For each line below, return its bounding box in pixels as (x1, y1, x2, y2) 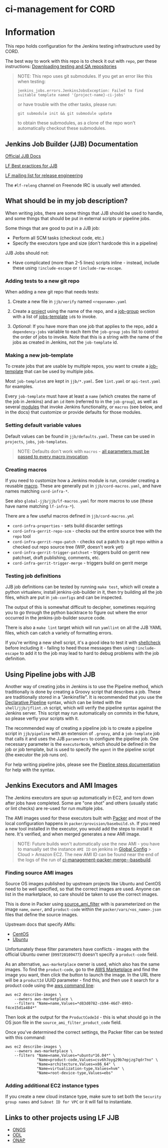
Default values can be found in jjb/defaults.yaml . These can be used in (5, 433, 155, 439)
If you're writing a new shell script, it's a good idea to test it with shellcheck (5, 639, 161, 645)
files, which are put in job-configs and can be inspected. (5, 594, 123, 600)
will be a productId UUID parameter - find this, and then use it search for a (5, 977, 159, 983)
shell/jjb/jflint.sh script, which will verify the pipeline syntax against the (5, 705, 161, 711)
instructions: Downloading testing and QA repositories (5, 64, 117, 70)
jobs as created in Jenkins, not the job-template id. (12, 340, 118, 346)
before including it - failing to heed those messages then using (5, 645, 135, 651)
